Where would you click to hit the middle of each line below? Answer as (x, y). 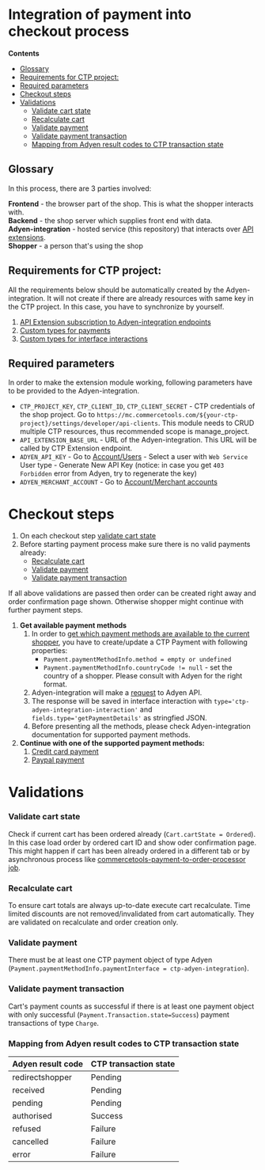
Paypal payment (58, 760)
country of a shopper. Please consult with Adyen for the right (143, 676)
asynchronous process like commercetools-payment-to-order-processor (127, 859)
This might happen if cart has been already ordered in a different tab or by (129, 851)
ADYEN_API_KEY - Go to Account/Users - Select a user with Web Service (134, 457)
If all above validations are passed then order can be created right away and (132, 593)
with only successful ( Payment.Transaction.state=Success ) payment (119, 1014)
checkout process (69, 31)
